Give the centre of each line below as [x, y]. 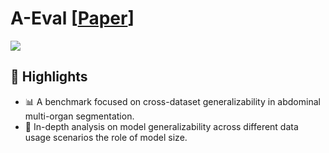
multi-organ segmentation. [79, 116]
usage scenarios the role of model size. [106, 137]
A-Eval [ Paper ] [72, 18]
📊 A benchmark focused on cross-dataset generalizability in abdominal [172, 101]
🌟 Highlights [49, 77]
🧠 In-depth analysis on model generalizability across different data [161, 126]
